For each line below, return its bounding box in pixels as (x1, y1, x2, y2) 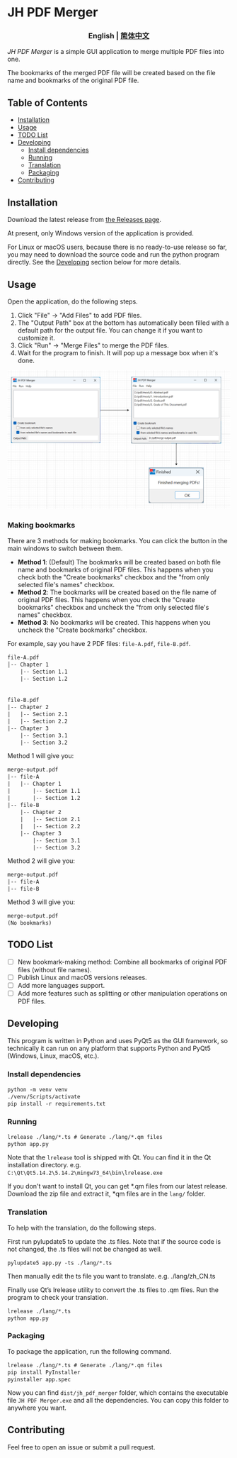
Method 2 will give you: (7, 856, 76, 865)
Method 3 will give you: (7, 898, 76, 906)
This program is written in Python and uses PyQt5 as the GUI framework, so (7, 1036, 229, 1045)
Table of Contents (7, 96, 88, 108)
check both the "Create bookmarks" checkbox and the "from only (17, 572, 210, 581)
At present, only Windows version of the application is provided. (7, 229, 195, 238)
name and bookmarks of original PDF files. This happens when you (17, 565, 214, 574)
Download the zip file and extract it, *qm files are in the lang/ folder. (7, 1189, 206, 1198)
